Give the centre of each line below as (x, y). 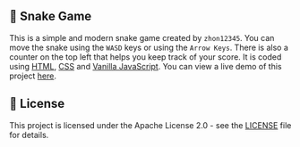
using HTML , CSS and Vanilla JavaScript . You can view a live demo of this (146, 66)
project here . (33, 76)
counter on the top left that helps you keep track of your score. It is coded (146, 57)
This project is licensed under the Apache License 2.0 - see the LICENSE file (150, 125)
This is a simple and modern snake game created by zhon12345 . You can (142, 37)
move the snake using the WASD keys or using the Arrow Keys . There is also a (149, 47)
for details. (29, 135)
